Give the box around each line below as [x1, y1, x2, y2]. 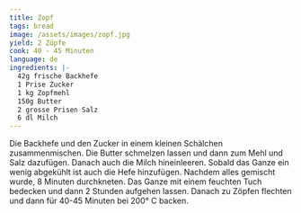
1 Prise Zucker [17, 80, 75, 89]
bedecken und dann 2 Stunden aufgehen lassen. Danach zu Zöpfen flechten [9, 186, 292, 197]
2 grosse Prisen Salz [17, 105, 99, 114]
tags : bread [9, 22, 54, 31]
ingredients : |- [9, 64, 70, 73]
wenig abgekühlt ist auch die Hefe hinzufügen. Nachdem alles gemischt [9, 167, 276, 178]
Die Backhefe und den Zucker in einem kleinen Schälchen [9, 138, 223, 149]
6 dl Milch [17, 113, 58, 122]
